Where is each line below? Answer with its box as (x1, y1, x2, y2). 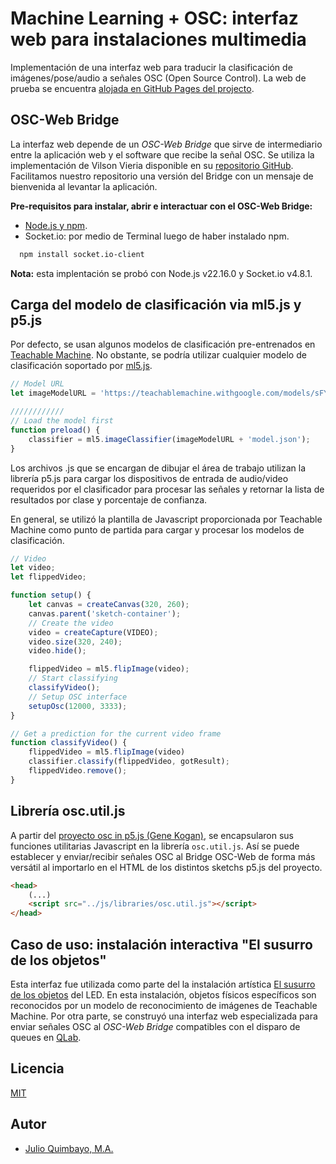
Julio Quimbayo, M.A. (24, 1142, 114, 1154)
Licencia (10, 1060, 65, 1077)
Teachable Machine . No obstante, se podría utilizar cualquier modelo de (10, 349, 307, 361)
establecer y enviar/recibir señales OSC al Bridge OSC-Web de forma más (10, 850, 316, 862)
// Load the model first (10, 416, 114, 426)
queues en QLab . (10, 1031, 82, 1043)
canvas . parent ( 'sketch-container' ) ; (28, 608, 182, 619)
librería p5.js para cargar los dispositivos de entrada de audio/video (10, 472, 289, 484)
